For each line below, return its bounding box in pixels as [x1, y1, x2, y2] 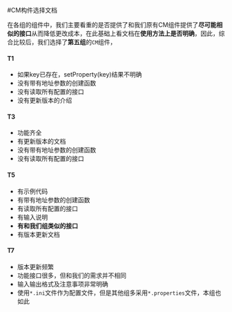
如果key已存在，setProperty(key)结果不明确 [17, 70, 142, 79]
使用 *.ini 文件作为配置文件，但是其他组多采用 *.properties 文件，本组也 [17, 289, 222, 297]
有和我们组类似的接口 [17, 222, 78, 230]
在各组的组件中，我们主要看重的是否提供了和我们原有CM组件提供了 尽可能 [7, 21, 217, 29]
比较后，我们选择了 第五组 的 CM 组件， [12, 38, 117, 46]
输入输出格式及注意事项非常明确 [17, 280, 108, 288]
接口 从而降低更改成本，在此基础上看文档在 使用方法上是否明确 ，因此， [19, 30, 219, 37]
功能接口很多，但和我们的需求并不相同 [17, 271, 126, 280]
